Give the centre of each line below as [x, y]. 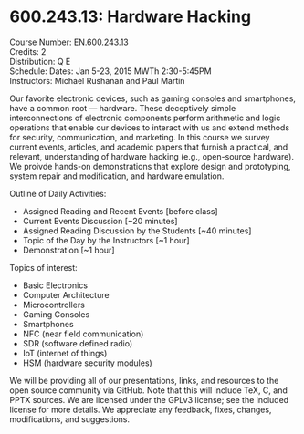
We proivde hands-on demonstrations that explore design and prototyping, [150, 166]
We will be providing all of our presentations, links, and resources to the [144, 380]
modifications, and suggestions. [70, 419]
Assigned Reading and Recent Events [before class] [120, 211]
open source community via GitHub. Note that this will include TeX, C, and [148, 390]
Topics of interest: [43, 267]
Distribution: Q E [40, 61]
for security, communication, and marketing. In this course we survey [140, 137]
